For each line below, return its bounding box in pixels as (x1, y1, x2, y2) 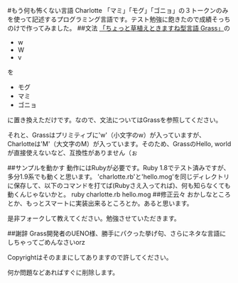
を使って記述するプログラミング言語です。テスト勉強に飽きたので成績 (7, 15, 212, 23)
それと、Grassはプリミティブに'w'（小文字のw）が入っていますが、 (7, 131, 206, 139)
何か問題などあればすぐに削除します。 (7, 268, 119, 277)
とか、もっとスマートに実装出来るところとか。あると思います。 (7, 199, 193, 207)
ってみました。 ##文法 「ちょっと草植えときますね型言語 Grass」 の (31, 24, 231, 32)
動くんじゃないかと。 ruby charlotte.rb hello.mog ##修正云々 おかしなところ (7, 190, 231, 199)
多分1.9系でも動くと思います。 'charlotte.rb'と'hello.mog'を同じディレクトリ (7, 172, 230, 181)
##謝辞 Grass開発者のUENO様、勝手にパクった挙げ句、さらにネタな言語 (7, 229, 220, 238)
